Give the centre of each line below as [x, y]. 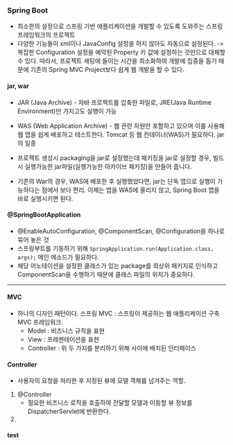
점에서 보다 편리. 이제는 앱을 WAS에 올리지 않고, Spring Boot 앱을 [130, 190]
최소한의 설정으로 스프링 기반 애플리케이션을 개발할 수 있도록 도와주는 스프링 [120, 26]
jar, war [18, 86]
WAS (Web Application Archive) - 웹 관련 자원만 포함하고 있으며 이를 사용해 [121, 125]
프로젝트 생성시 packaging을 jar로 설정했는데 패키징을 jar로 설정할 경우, [114, 157]
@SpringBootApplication [44, 215]
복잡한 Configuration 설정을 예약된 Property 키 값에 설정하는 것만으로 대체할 [121, 52]
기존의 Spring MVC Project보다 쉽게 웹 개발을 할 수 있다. [107, 70]
